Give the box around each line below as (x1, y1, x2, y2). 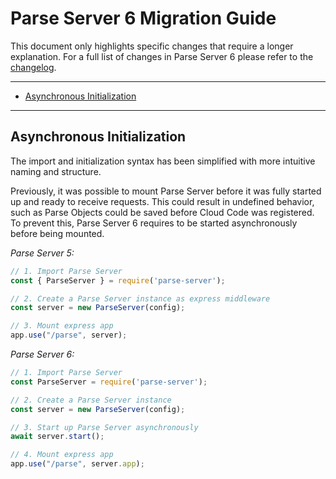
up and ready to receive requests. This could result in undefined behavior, (10, 195, 315, 207)
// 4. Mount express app (10, 450, 114, 460)
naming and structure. (10, 165, 102, 177)
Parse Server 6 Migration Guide (10, 7, 277, 30)
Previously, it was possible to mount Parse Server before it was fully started (10, 185, 322, 197)
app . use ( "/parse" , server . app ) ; (10, 459, 145, 469)
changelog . (10, 61, 57, 73)
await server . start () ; (10, 432, 105, 442)
